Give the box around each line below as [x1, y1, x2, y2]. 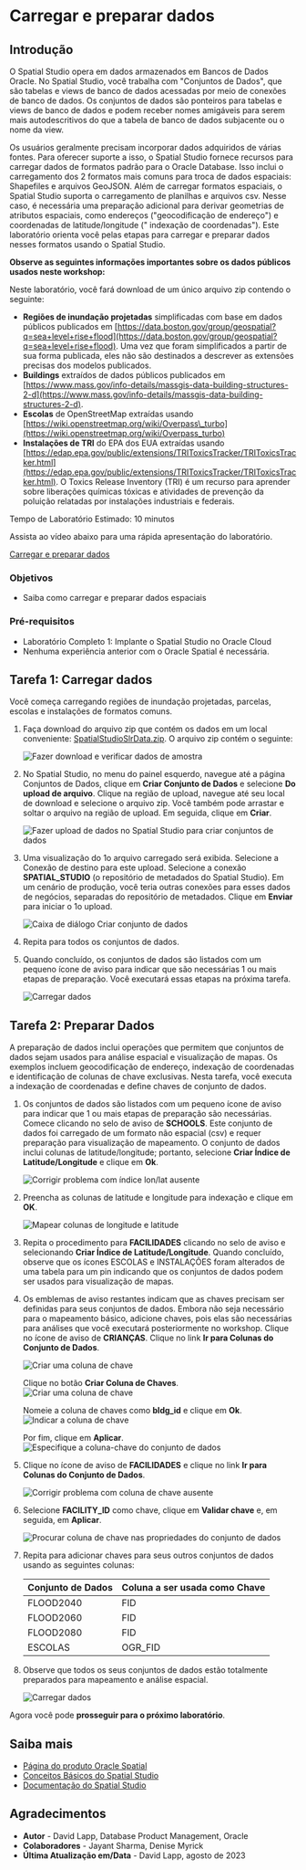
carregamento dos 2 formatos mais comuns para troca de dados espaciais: [9, 171, 291, 182]
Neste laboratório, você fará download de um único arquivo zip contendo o [9, 284, 291, 295]
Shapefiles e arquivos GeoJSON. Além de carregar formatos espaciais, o [9, 181, 282, 192]
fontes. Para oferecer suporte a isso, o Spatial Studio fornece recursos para [9, 152, 294, 163]
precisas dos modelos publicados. [22, 360, 152, 371]
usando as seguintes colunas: [22, 1560, 135, 1571]
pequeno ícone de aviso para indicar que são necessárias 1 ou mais [22, 964, 277, 975]
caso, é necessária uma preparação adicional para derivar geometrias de [9, 200, 284, 211]
